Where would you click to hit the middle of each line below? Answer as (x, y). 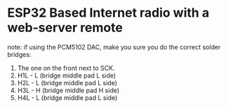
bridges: (19, 54)
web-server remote (65, 28)
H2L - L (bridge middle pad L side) (67, 82)
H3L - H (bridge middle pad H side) (68, 90)
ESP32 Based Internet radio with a (108, 13)
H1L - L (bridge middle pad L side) (67, 75)
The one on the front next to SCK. (66, 68)
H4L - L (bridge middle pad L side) (67, 97)
